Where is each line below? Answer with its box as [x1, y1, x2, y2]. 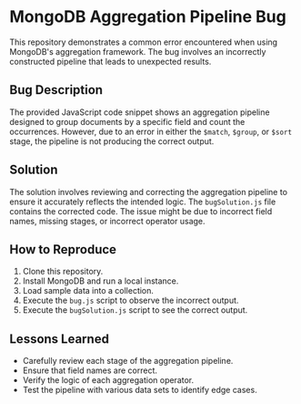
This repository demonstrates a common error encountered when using [9, 36, 278, 47]
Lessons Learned [9, 331, 109, 347]
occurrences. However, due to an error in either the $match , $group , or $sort [9, 126, 293, 137]
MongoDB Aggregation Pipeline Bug [9, 6, 286, 27]
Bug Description [9, 82, 103, 98]
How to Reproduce [9, 242, 116, 257]
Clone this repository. [22, 266, 104, 277]
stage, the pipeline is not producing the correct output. [9, 135, 215, 147]
